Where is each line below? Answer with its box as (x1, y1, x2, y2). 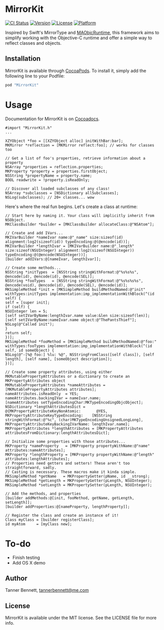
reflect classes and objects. (5, 40, 62, 46)
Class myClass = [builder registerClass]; (5, 517, 94, 522)
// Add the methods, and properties (5, 491, 81, 496)
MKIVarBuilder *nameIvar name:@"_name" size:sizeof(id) (5, 235, 123, 240)
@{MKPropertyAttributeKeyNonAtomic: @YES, (5, 409, 108, 414)
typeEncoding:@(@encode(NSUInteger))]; (5, 252, 88, 257)
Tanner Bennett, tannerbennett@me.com (5, 587, 89, 593)
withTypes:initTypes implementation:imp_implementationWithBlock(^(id (5, 291, 155, 296)
